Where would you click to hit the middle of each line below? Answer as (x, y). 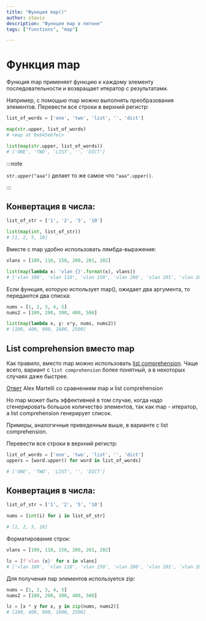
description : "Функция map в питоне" (55, 23)
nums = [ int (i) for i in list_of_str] (56, 516)
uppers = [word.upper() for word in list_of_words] (74, 460)
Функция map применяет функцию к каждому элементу (80, 82)
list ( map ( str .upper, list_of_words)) (55, 146)
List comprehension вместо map (71, 349)
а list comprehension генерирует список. (59, 413)
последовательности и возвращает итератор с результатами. (87, 88)
